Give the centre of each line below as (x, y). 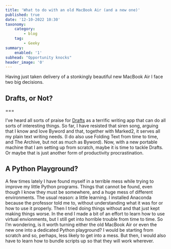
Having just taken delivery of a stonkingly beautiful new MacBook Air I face (84, 77)
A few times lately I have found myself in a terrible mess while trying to (80, 181)
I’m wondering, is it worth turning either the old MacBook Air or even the (81, 225)
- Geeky (32, 43)
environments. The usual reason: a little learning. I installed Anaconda (78, 197)
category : (25, 29)
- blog (31, 34)
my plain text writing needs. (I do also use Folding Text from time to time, (82, 137)
